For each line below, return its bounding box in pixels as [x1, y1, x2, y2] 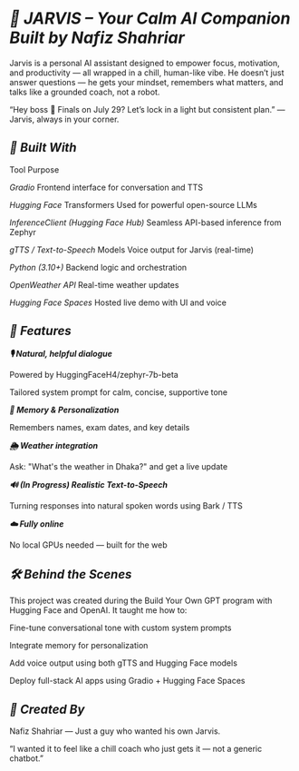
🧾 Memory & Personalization [9, 404, 120, 415]
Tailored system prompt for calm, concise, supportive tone [9, 386, 228, 398]
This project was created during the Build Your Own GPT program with [9, 595, 273, 607]
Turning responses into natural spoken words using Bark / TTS [9, 499, 243, 511]
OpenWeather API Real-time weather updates [9, 279, 179, 290]
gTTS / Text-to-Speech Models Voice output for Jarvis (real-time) [9, 244, 255, 255]
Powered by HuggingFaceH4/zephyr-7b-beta [9, 369, 178, 380]
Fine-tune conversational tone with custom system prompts [9, 622, 233, 634]
